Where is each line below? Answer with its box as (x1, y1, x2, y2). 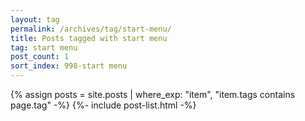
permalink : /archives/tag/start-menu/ (10, 24, 172, 34)
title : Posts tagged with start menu (10, 33, 168, 43)
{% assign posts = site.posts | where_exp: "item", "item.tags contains (10, 89, 296, 100)
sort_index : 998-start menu (10, 61, 128, 71)
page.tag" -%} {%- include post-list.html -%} (10, 99, 197, 111)
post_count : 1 (10, 52, 70, 62)
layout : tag (10, 14, 60, 25)
